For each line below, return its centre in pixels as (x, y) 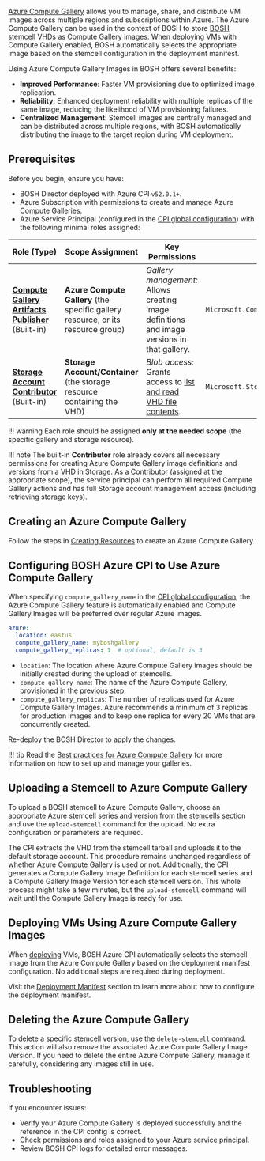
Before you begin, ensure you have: (66, 178)
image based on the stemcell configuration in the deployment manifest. (124, 53)
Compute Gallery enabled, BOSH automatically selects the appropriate (122, 45)
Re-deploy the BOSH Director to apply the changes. (92, 739)
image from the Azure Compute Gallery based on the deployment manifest (129, 962)
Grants (158, 372)
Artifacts (29, 309)
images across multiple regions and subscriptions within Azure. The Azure (129, 20)
